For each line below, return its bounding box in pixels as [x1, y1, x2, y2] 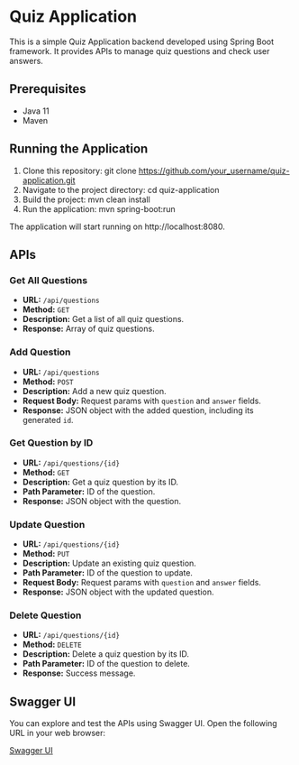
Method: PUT [22, 548, 70, 559]
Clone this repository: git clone [22, 165, 137, 176]
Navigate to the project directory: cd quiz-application [22, 184, 220, 195]
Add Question [9, 346, 71, 358]
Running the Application [9, 142, 149, 157]
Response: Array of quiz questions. [22, 323, 155, 335]
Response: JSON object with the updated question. [22, 586, 214, 597]
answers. [9, 55, 43, 66]
